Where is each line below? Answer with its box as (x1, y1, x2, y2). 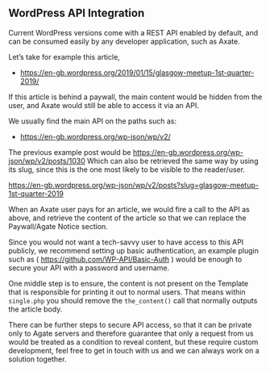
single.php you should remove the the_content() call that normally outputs (8, 295, 258, 305)
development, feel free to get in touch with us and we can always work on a (8, 345, 260, 355)
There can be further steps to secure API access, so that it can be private (8, 320, 252, 329)
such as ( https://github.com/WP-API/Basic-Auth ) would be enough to (8, 254, 243, 264)
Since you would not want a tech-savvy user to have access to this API (8, 237, 244, 247)
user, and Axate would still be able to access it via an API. (8, 100, 199, 110)
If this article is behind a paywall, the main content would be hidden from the (8, 92, 263, 102)
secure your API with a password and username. (8, 262, 170, 273)
